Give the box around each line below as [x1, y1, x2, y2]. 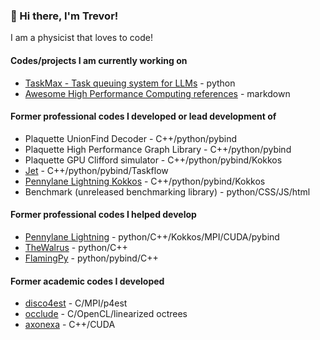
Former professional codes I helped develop [10, 209, 197, 221]
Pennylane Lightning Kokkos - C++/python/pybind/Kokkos [24, 175, 266, 187]
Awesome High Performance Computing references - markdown [24, 87, 291, 99]
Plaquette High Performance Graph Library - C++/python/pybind [24, 143, 292, 155]
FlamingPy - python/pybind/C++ [24, 252, 159, 264]
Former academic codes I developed [10, 275, 165, 287]
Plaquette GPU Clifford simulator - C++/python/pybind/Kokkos [24, 154, 283, 166]
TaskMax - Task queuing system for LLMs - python [24, 77, 236, 89]
